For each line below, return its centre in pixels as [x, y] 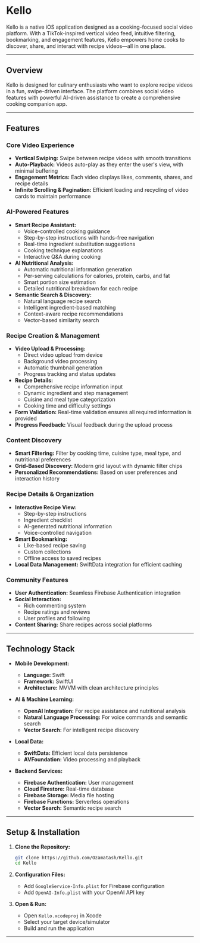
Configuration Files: [40, 875]
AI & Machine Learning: [44, 699]
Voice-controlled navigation [58, 532]
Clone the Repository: [42, 847]
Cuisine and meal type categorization [70, 399]
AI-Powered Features [38, 212]
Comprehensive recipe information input [73, 387]
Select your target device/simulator [67, 922]
